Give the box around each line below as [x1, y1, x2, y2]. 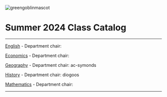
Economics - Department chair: [5, 52, 70, 58]
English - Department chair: [5, 43, 62, 49]
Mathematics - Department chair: [5, 81, 74, 87]
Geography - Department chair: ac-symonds [5, 62, 96, 68]
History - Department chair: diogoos [5, 72, 80, 78]
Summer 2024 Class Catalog [5, 22, 127, 33]
